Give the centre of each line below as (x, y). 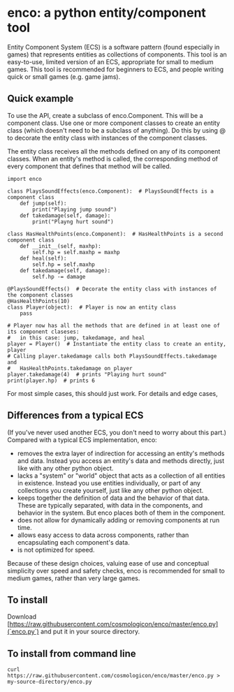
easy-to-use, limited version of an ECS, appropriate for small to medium (111, 61)
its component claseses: (43, 332)
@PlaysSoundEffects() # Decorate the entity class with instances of (112, 289)
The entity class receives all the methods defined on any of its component (114, 151)
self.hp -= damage (59, 277)
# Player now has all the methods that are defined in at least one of (114, 325)
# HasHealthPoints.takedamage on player (70, 368)
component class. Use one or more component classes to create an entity (114, 123)
